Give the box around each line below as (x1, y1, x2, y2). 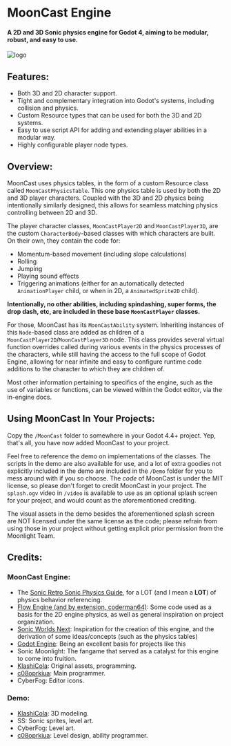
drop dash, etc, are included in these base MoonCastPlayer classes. (7, 308, 201, 316)
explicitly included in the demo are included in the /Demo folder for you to (7, 467, 213, 475)
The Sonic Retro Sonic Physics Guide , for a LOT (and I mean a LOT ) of (17, 588, 217, 596)
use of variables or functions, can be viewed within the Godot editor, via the (7, 386, 223, 394)
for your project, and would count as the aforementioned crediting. (7, 496, 197, 504)
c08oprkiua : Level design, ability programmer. (17, 731, 148, 739)
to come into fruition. (17, 654, 77, 662)
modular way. (17, 133, 57, 142)
